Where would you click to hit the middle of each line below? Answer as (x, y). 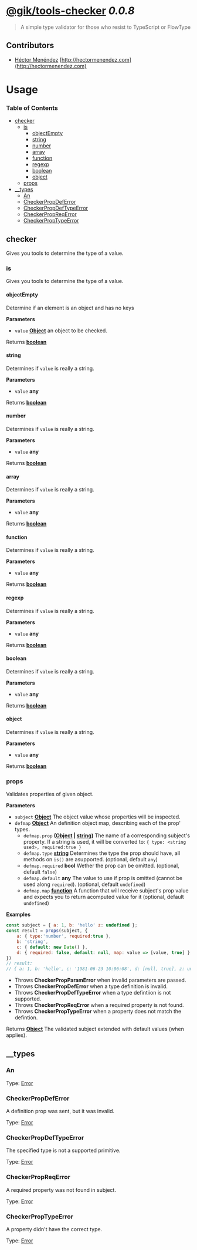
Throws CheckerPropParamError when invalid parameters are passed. (100, 980)
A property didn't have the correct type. (54, 1229)
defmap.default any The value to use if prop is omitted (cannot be (103, 878)
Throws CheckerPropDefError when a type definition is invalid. (91, 986)
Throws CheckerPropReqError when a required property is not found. (99, 1005)
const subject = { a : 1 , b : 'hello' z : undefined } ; (72, 925)
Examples (18, 915)
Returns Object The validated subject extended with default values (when (95, 1029)
